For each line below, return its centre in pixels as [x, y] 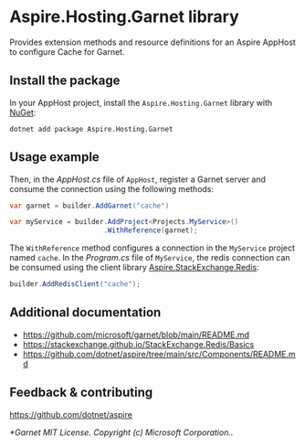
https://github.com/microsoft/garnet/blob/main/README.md [136, 335]
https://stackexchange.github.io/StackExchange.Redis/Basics [138, 344]
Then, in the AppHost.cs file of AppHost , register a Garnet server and [138, 179]
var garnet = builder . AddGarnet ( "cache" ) [89, 206]
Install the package [65, 81]
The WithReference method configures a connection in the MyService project [152, 248]
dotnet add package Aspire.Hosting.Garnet [91, 129]
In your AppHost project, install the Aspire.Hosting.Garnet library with [141, 102]
